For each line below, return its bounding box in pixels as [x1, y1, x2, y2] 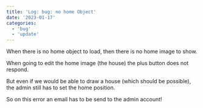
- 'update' [12, 31, 40, 37]
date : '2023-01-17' [6, 14, 56, 21]
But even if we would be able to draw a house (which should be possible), [6, 78, 191, 85]
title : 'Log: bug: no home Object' [6, 8, 97, 15]
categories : [6, 20, 36, 26]
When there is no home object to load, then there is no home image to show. [6, 48, 198, 55]
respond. [6, 66, 29, 73]
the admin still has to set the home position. [6, 84, 115, 91]
